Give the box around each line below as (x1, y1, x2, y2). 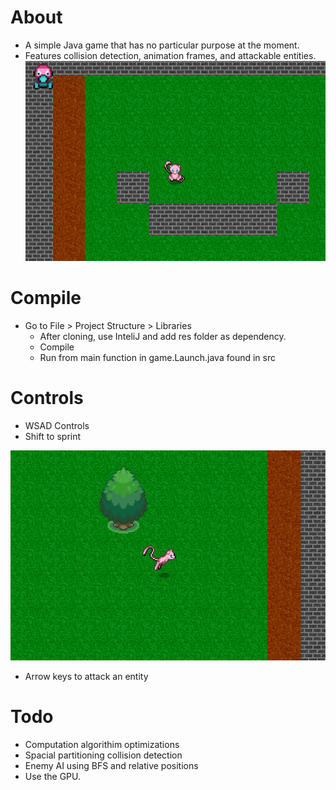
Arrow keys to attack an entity (24, 670, 149, 682)
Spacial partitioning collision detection (24, 749, 183, 761)
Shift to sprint (24, 430, 82, 442)
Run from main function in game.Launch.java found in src (39, 352, 276, 363)
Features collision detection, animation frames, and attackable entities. (24, 49, 317, 61)
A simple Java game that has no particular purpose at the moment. (24, 39, 300, 51)
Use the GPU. (24, 770, 82, 782)
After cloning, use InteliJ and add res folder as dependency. (39, 331, 287, 342)
